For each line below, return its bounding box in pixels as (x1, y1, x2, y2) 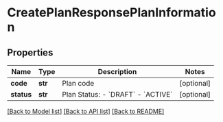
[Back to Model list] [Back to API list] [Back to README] (7, 108, 165, 115)
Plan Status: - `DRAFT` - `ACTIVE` (61, 90, 173, 99)
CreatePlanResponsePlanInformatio (7, 5, 216, 21)
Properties (7, 47, 54, 58)
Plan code (61, 79, 95, 88)
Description (97, 67, 137, 76)
